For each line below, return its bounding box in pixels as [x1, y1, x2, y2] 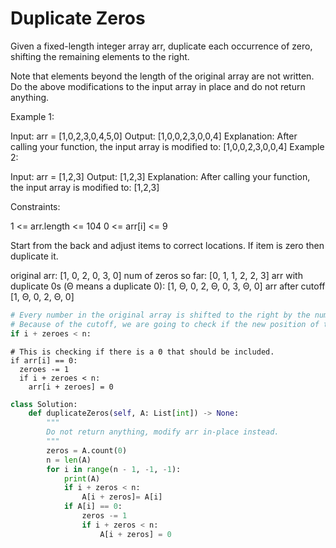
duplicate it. [10, 250, 59, 262]
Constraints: [10, 200, 61, 212]
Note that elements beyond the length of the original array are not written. [10, 70, 315, 82]
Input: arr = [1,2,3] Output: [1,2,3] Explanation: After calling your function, [10, 170, 311, 182]
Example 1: [10, 110, 55, 122]
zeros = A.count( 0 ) [46, 445, 128, 456]
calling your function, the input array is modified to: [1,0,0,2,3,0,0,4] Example [10, 140, 325, 152]
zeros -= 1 [81, 511, 128, 521]
